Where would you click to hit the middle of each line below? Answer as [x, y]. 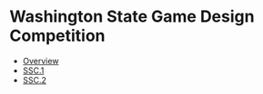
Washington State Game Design [132, 17]
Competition [58, 36]
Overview [40, 61]
